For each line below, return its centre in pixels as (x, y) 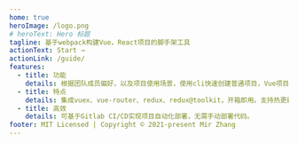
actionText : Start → (47, 51)
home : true (29, 17)
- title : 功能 (42, 75)
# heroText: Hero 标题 (50, 34)
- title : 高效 (42, 108)
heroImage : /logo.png (49, 26)
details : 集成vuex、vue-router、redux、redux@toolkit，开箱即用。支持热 (153, 100)
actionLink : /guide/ (47, 59)
